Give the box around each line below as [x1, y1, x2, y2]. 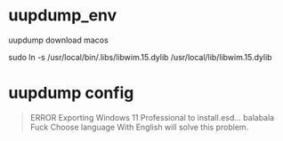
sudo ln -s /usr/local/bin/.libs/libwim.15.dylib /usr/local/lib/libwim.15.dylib [8, 51, 272, 62]
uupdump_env [8, 5, 117, 26]
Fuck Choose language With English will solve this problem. [29, 121, 249, 132]
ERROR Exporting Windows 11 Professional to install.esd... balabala [29, 112, 275, 122]
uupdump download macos [8, 35, 109, 45]
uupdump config [8, 83, 134, 103]
